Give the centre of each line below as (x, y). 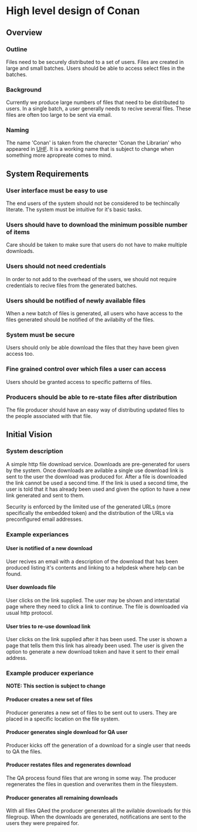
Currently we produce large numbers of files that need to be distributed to (95, 102)
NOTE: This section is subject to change (56, 686)
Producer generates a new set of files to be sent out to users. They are (91, 712)
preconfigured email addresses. (45, 519)
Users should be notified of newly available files (76, 301)
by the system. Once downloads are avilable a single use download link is (95, 470)
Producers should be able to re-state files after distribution (91, 397)
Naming (18, 130)
